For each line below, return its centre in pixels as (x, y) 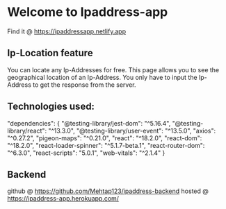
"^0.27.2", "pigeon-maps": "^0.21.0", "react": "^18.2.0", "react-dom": (105, 138)
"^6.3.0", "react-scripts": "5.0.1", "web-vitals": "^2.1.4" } (86, 153)
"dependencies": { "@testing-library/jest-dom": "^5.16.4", (89, 123)
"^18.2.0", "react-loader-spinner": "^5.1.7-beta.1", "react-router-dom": (106, 145)
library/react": (27, 131)
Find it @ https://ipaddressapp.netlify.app (67, 31)
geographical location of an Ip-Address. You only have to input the (102, 77)
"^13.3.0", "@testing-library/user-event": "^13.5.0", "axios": (132, 131)
